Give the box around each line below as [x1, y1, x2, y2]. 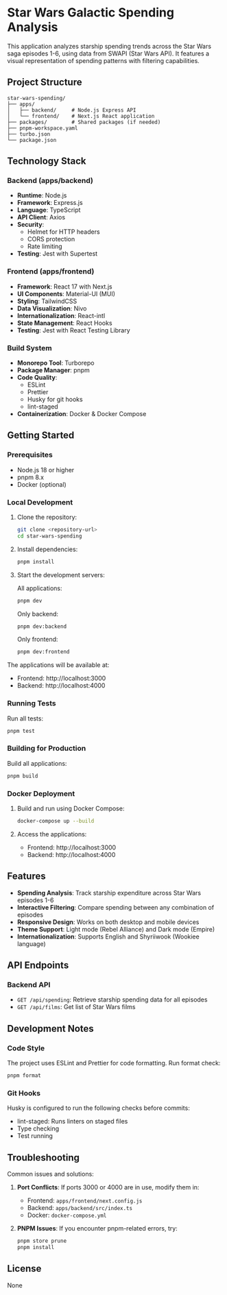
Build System [7, 343, 53, 352]
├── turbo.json [7, 130, 51, 138]
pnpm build [7, 773, 38, 779]
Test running [16, 1132, 53, 1140]
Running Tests [7, 699, 56, 708]
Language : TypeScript [16, 206, 81, 214]
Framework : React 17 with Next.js [16, 282, 112, 291]
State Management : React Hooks [16, 319, 112, 327]
